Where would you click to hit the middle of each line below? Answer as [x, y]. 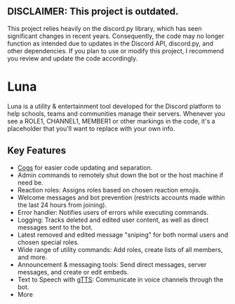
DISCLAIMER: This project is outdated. [93, 12]
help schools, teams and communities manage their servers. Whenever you [116, 113]
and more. [32, 257]
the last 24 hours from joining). [62, 205]
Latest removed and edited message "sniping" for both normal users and [123, 234]
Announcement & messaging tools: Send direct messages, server [112, 264]
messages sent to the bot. [55, 227]
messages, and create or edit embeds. [73, 272]
